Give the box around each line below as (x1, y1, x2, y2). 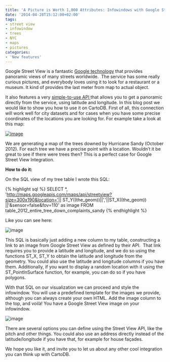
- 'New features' (5, 54, 42, 60)
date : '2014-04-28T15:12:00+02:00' (5, 12, 80, 17)
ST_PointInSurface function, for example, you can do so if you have (5, 269, 146, 276)
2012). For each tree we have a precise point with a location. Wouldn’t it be (5, 146, 161, 152)
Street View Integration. (5, 157, 55, 163)
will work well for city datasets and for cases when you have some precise (5, 110, 160, 116)
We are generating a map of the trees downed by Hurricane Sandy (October (5, 141, 164, 147)
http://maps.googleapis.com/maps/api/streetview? (7, 192, 112, 198)
